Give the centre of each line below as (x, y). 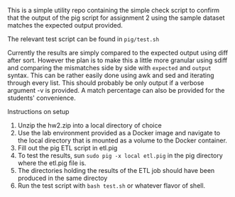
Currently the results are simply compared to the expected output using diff (118, 53)
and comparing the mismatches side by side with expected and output (109, 68)
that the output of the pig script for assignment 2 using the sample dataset (116, 18)
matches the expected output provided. (65, 25)
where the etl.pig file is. (52, 163)
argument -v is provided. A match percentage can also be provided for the (116, 90)
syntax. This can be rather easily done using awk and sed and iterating (111, 75)
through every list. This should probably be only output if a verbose (106, 83)
